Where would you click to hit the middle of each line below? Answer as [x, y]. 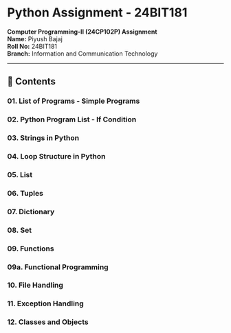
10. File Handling [35, 285]
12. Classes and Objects [48, 322]
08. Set [20, 230]
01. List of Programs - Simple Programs [74, 101]
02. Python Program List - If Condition [72, 119]
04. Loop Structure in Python [56, 157]
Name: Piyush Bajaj [35, 38]
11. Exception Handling [45, 303]
